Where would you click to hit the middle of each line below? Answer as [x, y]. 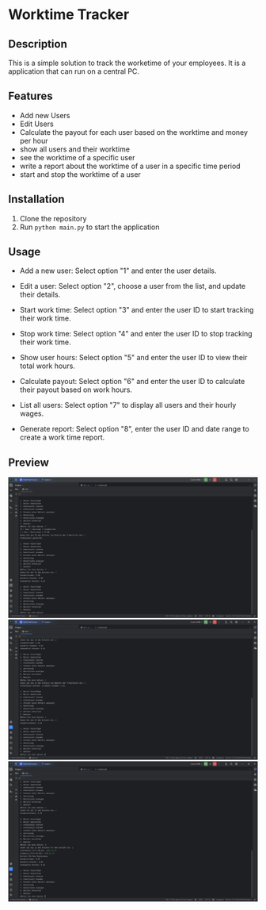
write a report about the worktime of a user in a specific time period [130, 166]
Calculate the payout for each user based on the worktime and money [133, 132]
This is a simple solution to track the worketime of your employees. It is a [127, 63]
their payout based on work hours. [76, 390]
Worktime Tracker [69, 15]
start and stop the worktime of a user [80, 174]
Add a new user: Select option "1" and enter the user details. [118, 271]
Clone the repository [53, 218]
